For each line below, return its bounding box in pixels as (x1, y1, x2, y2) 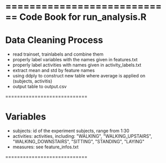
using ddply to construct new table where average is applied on (12, 73, 146, 79)
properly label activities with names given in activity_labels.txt (12, 62, 142, 68)
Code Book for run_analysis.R (19, 11, 147, 23)
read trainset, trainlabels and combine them (12, 51, 104, 57)
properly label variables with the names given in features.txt (12, 57, 138, 63)
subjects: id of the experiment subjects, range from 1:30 (12, 128, 130, 134)
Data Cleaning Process (5, 34, 103, 46)
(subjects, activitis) (12, 78, 53, 84)
